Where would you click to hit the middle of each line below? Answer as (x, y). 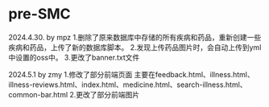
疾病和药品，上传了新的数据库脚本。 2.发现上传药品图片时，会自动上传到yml (135, 47)
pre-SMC (39, 14)
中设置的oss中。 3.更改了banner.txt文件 (74, 57)
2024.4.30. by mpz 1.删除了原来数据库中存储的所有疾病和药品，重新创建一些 (135, 37)
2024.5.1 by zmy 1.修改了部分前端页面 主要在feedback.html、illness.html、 (132, 74)
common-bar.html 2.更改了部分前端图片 (74, 94)
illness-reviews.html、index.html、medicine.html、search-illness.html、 (128, 84)
